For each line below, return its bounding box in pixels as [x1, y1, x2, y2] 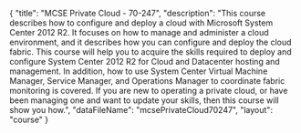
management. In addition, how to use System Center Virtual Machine [9, 66, 268, 77]
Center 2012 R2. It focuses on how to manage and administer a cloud [9, 27, 269, 37]
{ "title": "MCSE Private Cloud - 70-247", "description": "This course [9, 8, 266, 18]
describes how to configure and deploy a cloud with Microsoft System [9, 17, 274, 28]
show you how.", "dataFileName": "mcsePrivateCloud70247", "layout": [9, 105, 274, 115]
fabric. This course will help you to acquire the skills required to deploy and [9, 46, 292, 57]
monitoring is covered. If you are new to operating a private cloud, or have [9, 86, 288, 96]
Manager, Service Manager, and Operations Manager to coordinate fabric [9, 76, 285, 86]
